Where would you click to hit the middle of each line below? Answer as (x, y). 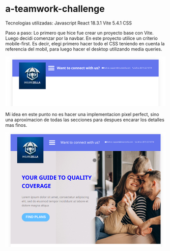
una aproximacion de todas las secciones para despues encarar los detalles (85, 120)
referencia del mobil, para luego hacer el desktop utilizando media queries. (84, 49)
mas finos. (16, 125)
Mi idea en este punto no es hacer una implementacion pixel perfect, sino (82, 114)
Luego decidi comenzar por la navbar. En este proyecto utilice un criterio (81, 38)
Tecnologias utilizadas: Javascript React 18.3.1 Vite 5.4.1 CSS (69, 23)
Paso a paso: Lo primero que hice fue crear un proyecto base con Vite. (79, 33)
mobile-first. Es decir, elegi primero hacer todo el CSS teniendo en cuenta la (85, 43)
